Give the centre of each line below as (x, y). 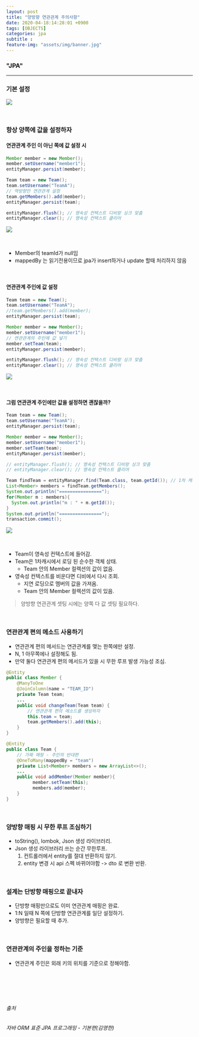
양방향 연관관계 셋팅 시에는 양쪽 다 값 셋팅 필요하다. (80, 604)
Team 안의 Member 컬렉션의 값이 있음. (69, 591)
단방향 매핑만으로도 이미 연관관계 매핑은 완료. (67, 906)
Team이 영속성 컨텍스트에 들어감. (53, 554)
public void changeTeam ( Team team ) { (63, 705)
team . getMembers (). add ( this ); (65, 722)
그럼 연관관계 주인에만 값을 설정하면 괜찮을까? (59, 402)
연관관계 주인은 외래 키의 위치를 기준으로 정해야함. (72, 963)
